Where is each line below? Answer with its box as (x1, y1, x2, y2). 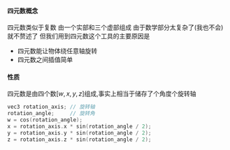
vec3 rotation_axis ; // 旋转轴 (7, 103, 96, 111)
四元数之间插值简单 (17, 56, 73, 64)
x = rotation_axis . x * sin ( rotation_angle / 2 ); (7, 123, 152, 130)
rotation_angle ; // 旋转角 (7, 110, 96, 117)
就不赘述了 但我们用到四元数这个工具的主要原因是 (7, 32, 150, 40)
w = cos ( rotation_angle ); (7, 117, 82, 123)
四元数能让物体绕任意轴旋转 (17, 47, 98, 55)
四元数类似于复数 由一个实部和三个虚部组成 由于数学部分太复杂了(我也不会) (7, 23, 224, 31)
